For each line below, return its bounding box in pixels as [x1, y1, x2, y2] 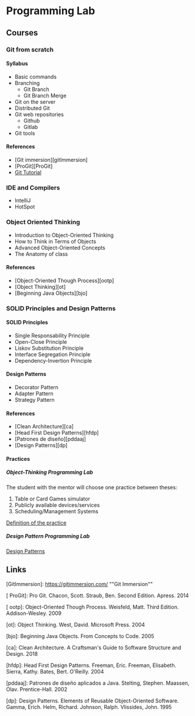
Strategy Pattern [14, 396, 55, 403]
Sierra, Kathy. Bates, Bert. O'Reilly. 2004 [6, 668, 104, 675]
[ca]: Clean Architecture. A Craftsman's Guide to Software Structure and [6, 644, 181, 651]
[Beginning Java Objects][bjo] [14, 289, 88, 297]
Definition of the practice [6, 519, 67, 526]
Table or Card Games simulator [14, 495, 90, 502]
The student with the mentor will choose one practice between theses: [6, 483, 178, 491]
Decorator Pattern [14, 384, 59, 391]
